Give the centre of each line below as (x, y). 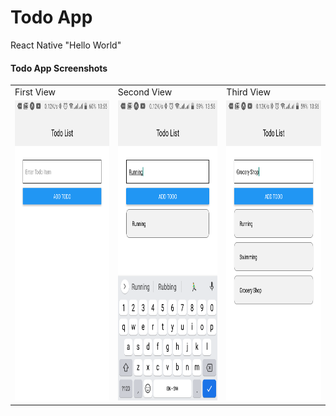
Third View (248, 92)
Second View (145, 92)
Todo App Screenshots (59, 68)
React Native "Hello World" (66, 45)
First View (35, 92)
